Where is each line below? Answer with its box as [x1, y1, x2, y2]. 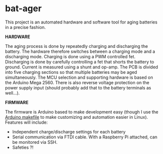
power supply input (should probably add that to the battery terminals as [5, 85, 151, 90]
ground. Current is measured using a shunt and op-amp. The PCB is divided [5, 64, 158, 70]
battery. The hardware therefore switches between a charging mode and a [5, 48, 155, 54]
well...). [5, 90, 20, 96]
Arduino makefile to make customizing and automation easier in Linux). [5, 114, 148, 120]
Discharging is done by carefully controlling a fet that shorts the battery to [5, 59, 154, 65]
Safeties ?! [12, 144, 34, 150]
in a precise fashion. [5, 24, 46, 30]
